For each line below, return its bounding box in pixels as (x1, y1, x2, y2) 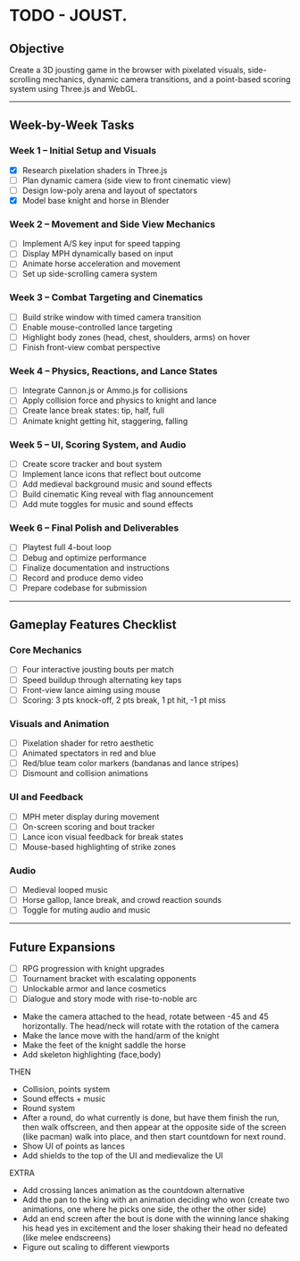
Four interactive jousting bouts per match (21, 664, 174, 675)
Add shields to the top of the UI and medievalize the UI (21, 1150, 223, 1161)
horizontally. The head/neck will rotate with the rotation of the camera (21, 1021, 279, 1031)
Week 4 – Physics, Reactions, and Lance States (9, 364, 218, 377)
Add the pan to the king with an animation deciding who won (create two (21, 1194, 290, 1206)
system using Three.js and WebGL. (9, 84, 138, 94)
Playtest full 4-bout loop (21, 542, 112, 553)
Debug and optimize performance (21, 552, 147, 563)
